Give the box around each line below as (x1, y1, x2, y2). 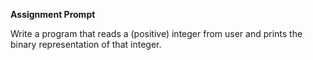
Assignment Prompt (10, 9, 96, 20)
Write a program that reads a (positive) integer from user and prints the (10, 28, 303, 39)
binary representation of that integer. (10, 39, 162, 50)
